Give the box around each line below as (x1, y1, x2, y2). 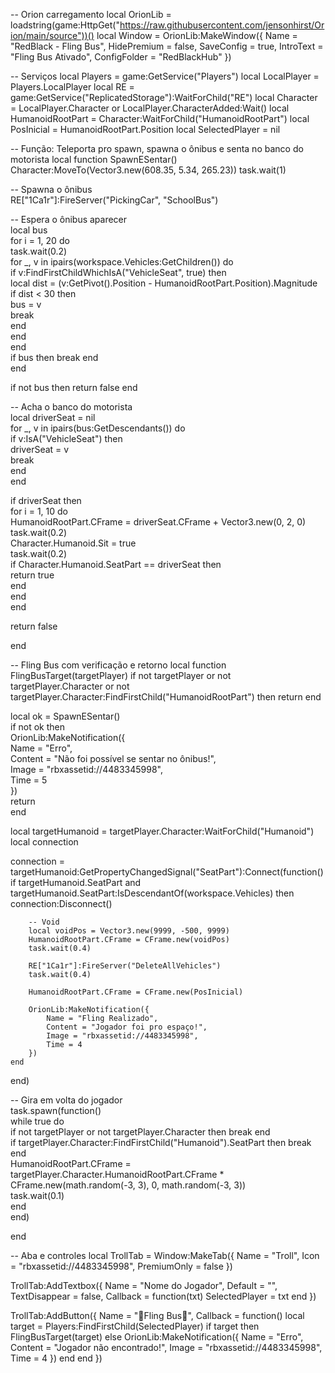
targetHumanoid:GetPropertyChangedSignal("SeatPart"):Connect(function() (10, 866, 324, 878)
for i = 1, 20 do (10, 235, 70, 246)
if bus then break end (10, 352, 99, 363)
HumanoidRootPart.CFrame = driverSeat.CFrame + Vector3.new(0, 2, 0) (10, 516, 307, 528)
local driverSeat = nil (10, 412, 96, 423)
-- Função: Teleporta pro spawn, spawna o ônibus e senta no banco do (10, 143, 304, 154)
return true (10, 569, 55, 581)
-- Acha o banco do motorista (10, 401, 133, 413)
